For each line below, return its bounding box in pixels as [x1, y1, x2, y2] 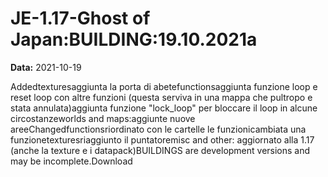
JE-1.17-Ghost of [10, 7, 151, 30]
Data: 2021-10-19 [10, 61, 82, 73]
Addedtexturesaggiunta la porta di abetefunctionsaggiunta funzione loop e [10, 80, 318, 92]
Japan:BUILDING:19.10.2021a [10, 28, 258, 51]
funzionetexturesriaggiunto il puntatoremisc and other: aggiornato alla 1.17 [10, 133, 315, 146]
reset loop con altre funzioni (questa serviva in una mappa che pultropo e [10, 91, 313, 103]
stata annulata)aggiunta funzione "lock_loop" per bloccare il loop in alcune [10, 102, 318, 114]
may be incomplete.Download [10, 155, 133, 167]
